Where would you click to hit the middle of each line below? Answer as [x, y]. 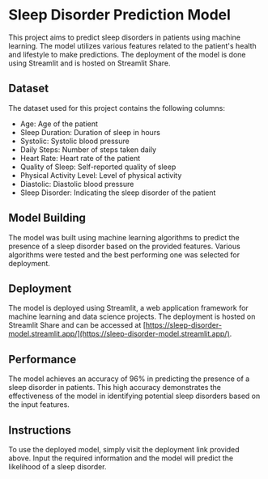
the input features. [39, 405]
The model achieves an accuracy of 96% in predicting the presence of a [129, 379]
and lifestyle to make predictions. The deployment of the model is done [127, 54]
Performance [43, 359]
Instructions [40, 430]
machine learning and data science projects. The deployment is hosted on [132, 316]
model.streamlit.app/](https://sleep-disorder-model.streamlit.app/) [119, 334]
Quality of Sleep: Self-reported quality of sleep [98, 167]
